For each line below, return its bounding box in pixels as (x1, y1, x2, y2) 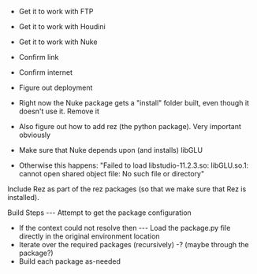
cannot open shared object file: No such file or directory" (18, 169, 205, 178)
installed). (7, 193, 40, 202)
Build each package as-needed (18, 257, 121, 266)
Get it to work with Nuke (18, 37, 98, 46)
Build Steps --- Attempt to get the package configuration (7, 208, 192, 217)
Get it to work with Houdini (18, 22, 106, 31)
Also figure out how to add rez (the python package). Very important (18, 122, 242, 131)
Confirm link (18, 53, 59, 61)
